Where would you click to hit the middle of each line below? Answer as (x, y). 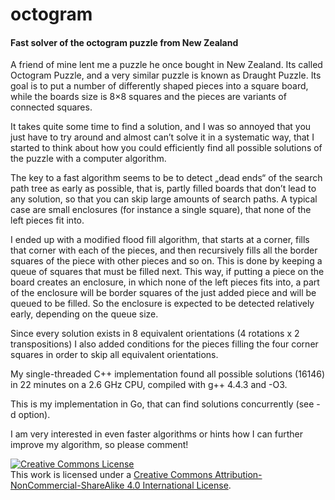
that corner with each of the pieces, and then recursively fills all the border (164, 250)
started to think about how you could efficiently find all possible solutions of (166, 148)
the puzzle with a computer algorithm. (88, 159)
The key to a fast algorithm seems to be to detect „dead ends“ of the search (166, 178)
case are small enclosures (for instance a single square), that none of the (161, 210)
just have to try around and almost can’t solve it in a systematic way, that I (162, 137)
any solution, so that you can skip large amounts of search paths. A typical (164, 199)
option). (34, 415)
